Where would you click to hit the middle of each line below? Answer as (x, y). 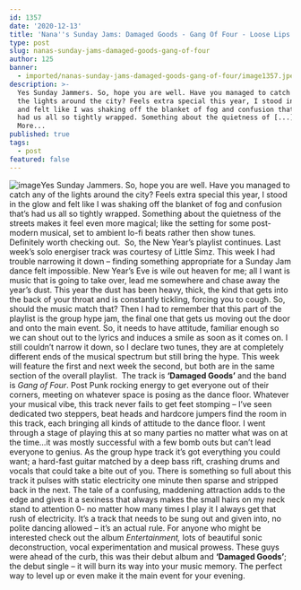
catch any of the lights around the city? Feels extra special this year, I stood (149, 195)
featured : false (39, 159)
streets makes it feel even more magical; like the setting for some (129, 223)
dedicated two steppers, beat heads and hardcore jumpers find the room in (148, 413)
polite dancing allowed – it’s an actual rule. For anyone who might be (135, 528)
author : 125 (31, 59)
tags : (19, 143)
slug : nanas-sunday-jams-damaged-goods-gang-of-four (110, 51)
